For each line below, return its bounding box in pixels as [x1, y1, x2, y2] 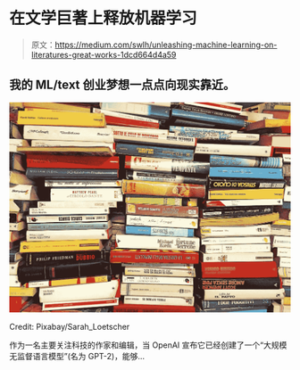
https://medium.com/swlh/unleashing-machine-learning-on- [54, 39, 278, 50]
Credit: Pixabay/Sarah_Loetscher [9, 322, 130, 333]
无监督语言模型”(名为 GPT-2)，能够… [9, 351, 146, 362]
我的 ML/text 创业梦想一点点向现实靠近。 [9, 78, 236, 93]
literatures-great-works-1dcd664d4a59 [30, 49, 177, 60]
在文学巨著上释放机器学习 [9, 8, 198, 29]
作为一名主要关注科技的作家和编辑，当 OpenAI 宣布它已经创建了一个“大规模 [9, 340, 287, 350]
